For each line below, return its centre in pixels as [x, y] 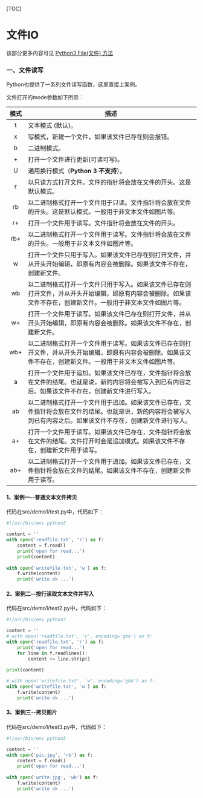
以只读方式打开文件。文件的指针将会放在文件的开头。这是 [110, 182]
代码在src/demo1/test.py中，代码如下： [55, 512]
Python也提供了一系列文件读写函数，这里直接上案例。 [73, 85]
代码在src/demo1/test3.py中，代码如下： [57, 727]
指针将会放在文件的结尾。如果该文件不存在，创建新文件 [113, 470]
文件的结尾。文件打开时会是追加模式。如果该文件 [104, 441]
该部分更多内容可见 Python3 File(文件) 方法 [60, 53]
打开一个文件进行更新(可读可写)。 [76, 160]
